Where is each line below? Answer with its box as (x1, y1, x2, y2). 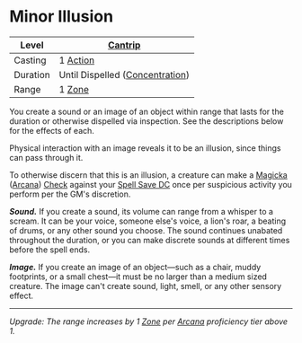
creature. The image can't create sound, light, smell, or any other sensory (9, 280, 282, 291)
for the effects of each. (9, 125, 94, 136)
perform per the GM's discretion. (9, 189, 131, 199)
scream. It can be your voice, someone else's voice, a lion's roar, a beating (9, 215, 287, 226)
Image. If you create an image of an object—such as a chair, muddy (9, 261, 262, 272)
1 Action (58, 54, 95, 66)
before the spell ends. (9, 244, 91, 255)
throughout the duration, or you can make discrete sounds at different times (9, 234, 290, 245)
